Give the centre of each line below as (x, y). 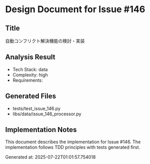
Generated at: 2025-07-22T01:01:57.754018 (51, 157)
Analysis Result (30, 57)
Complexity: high (30, 75)
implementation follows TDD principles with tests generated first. (73, 147)
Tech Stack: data (30, 69)
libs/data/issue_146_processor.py (47, 114)
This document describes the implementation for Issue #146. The (73, 142)
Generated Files (31, 96)
